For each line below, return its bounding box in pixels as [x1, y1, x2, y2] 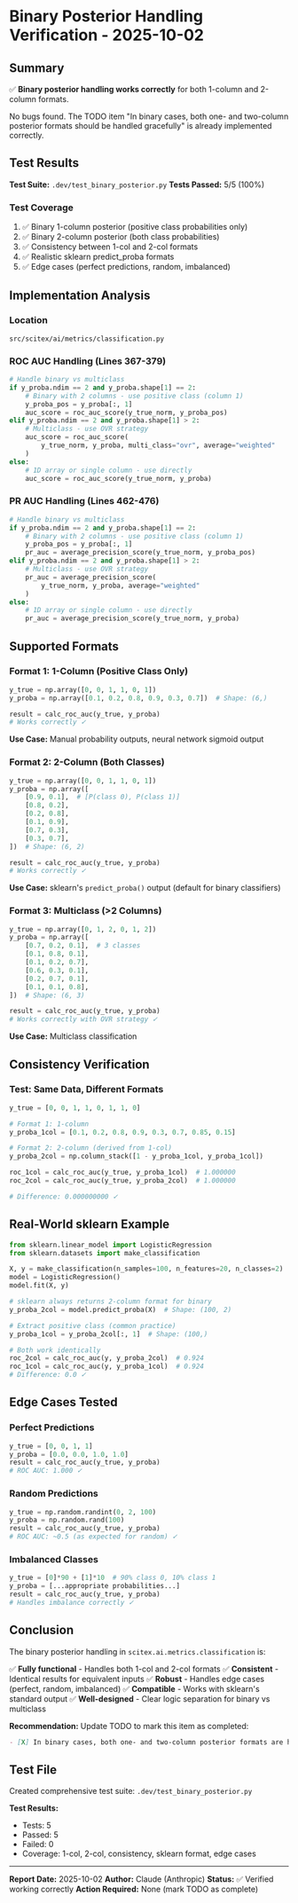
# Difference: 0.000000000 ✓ [9, 1191, 119, 1201]
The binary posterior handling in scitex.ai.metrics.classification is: [9, 1646, 266, 1656]
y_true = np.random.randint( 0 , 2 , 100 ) [9, 1507, 157, 1516]
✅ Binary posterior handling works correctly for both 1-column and [9, 84, 259, 94]
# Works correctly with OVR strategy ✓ [9, 1015, 158, 1024]
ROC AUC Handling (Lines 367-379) [9, 355, 167, 367]
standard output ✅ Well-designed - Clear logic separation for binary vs [9, 1693, 271, 1704]
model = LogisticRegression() [9, 1273, 122, 1282]
